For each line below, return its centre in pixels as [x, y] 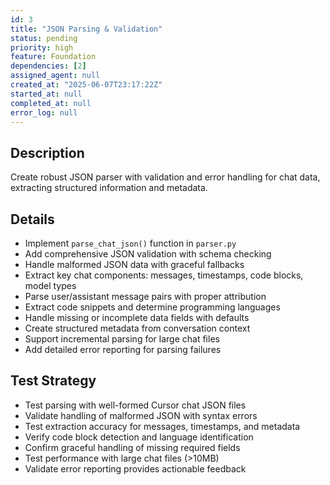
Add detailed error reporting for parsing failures [123, 349]
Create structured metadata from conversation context [137, 328]
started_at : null [46, 94]
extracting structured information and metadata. [109, 188]
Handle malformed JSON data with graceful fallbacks [134, 264]
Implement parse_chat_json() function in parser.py [130, 243]
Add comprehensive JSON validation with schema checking [148, 254]
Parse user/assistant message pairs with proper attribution [145, 296]
